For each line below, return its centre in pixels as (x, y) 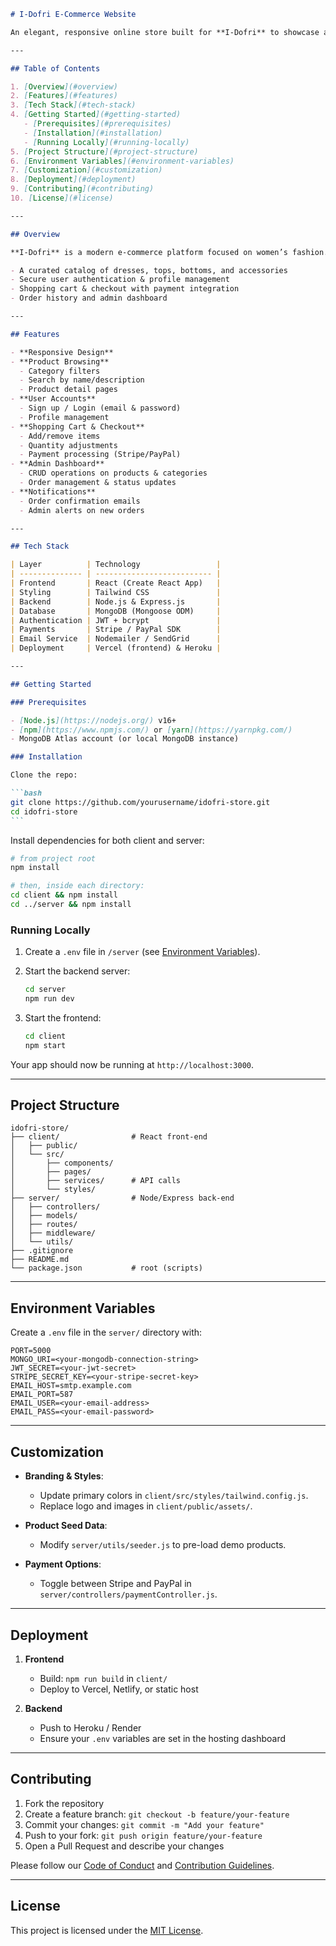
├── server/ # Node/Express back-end (122, 1198)
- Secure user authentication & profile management (120, 280)
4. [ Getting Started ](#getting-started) (96, 115)
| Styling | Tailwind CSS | (116, 592)
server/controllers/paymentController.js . (128, 1594)
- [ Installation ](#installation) (93, 133)
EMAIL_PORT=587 (42, 1395)
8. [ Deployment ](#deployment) (73, 180)
